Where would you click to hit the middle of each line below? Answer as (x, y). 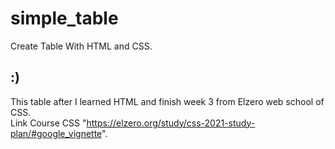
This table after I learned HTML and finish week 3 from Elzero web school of (167, 101)
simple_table (64, 18)
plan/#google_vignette (56, 133)
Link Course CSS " (48, 123)
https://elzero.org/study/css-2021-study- (171, 123)
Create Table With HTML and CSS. (81, 46)
